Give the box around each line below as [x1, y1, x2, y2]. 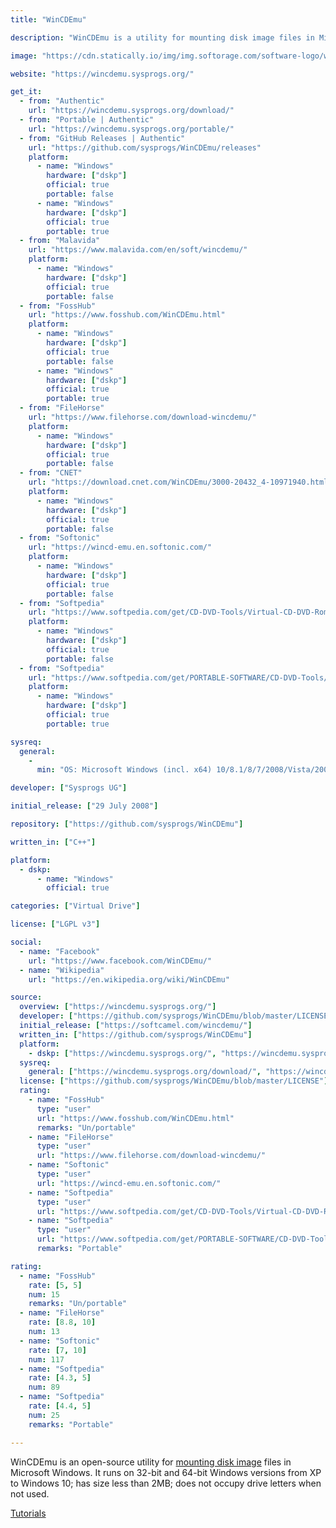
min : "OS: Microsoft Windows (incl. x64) [36, 765, 213, 775]
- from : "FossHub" [19, 301, 97, 311]
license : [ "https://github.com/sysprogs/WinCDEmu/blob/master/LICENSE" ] [19, 1076, 329, 1086]
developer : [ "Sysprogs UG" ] [10, 783, 128, 793]
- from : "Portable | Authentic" [19, 115, 155, 125]
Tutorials [10, 1507, 47, 1519]
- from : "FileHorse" [19, 403, 105, 413]
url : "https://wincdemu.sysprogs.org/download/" [28, 106, 235, 116]
